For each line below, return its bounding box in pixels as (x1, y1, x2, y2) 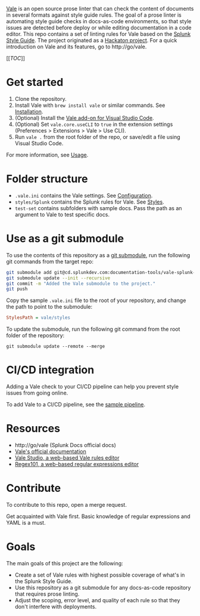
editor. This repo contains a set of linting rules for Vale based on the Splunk (6, 30, 191, 38)
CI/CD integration (6, 364, 95, 377)
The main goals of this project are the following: (6, 559, 123, 566)
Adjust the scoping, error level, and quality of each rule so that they (14, 596, 180, 603)
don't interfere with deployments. (14, 603, 97, 610)
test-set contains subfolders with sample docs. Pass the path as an (14, 204, 183, 211)
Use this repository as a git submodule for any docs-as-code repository (14, 584, 191, 591)
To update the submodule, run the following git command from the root (6, 325, 180, 333)
